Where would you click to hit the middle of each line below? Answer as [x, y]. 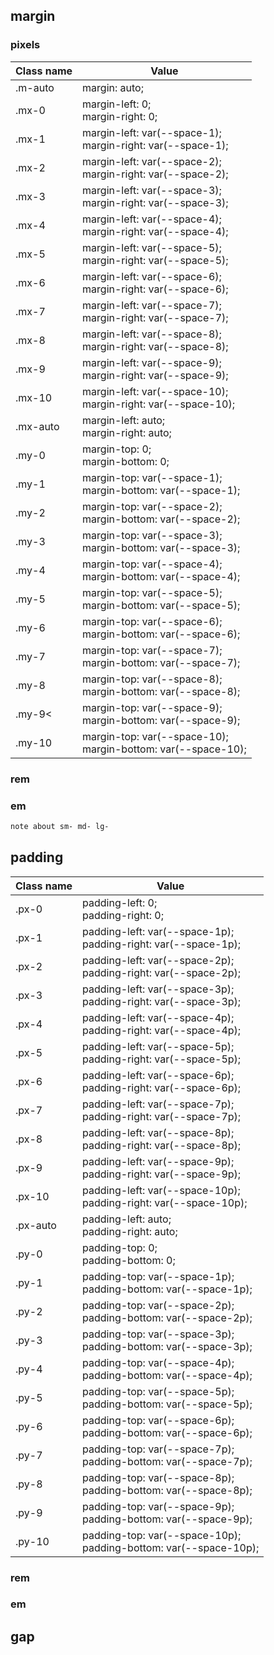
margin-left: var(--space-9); [152, 362]
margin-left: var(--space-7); [152, 305]
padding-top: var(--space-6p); [158, 1420]
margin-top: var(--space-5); [152, 592]
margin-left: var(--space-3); [152, 190]
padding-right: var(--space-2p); [162, 972]
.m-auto [35, 87]
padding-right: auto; [130, 1231]
